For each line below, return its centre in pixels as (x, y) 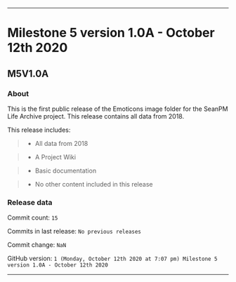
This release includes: (39, 130)
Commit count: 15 (33, 217)
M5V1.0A (28, 73)
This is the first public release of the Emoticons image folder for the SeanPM (118, 109)
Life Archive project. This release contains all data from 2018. (96, 116)
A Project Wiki (55, 157)
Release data (30, 202)
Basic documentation (66, 170)
